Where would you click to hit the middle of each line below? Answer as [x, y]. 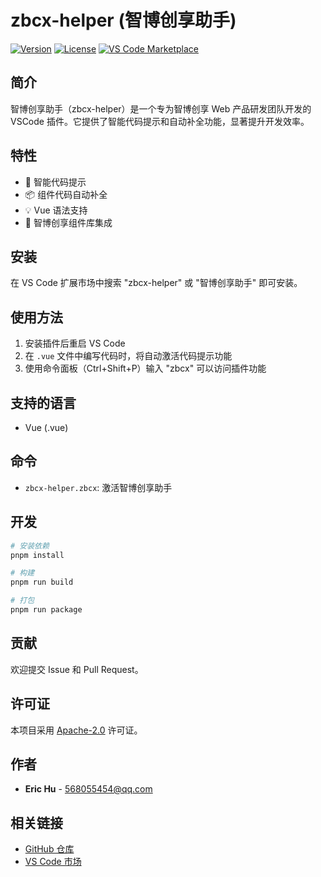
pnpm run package [46, 610]
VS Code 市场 [53, 862]
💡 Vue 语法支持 [56, 210]
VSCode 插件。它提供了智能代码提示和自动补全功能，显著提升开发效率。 [160, 121]
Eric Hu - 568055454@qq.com [88, 789]
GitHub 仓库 [49, 849]
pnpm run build [42, 582]
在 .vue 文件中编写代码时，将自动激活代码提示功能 [128, 356]
